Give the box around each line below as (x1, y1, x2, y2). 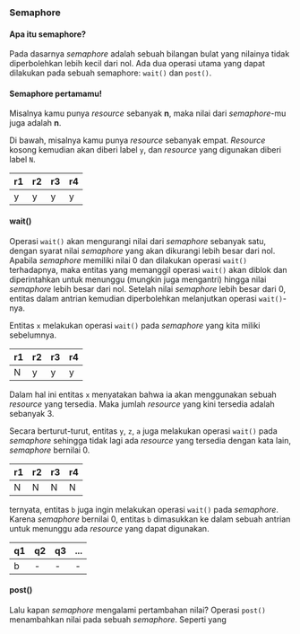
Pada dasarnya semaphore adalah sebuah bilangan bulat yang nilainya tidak (9, 48, 290, 59)
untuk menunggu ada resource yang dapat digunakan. (9, 523, 210, 533)
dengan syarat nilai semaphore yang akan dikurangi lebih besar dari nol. (9, 245, 276, 256)
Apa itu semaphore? (9, 29, 87, 40)
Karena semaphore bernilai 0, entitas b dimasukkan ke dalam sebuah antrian (9, 514, 291, 524)
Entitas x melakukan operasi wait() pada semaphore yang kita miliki (9, 320, 261, 330)
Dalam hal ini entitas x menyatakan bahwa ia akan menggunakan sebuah (9, 389, 278, 400)
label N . (9, 154, 36, 165)
